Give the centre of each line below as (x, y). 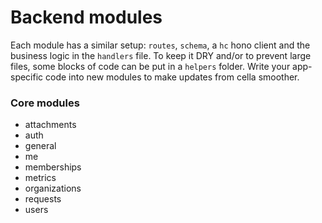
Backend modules (86, 17)
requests (43, 199)
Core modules (45, 103)
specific (27, 77)
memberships (53, 167)
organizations (53, 188)
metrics (40, 178)
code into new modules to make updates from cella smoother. (172, 77)
